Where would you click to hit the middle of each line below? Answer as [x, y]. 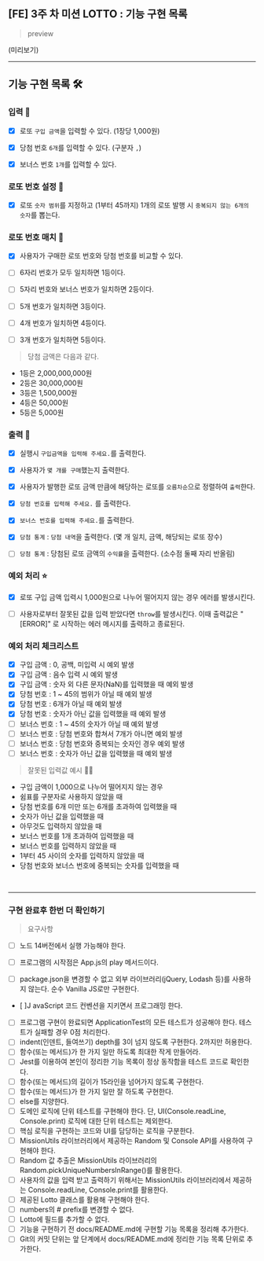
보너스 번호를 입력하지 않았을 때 [68, 846]
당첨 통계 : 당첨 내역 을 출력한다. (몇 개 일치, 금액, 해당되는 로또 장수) [121, 537]
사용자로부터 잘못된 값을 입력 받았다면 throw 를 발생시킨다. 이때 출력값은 [129, 614]
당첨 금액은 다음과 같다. [63, 356]
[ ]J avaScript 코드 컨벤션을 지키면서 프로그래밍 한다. [101, 1005]
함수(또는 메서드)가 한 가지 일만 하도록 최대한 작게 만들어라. [110, 1052]
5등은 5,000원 [42, 412]
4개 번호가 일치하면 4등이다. [63, 323]
